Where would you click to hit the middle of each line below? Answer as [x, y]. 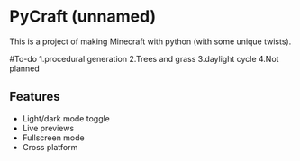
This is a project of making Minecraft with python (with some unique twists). [150, 41]
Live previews [48, 128]
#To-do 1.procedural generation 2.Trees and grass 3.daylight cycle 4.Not [144, 58]
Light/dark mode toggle [66, 118]
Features [35, 97]
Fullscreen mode [54, 138]
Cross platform [50, 147]
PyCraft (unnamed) [82, 17]
